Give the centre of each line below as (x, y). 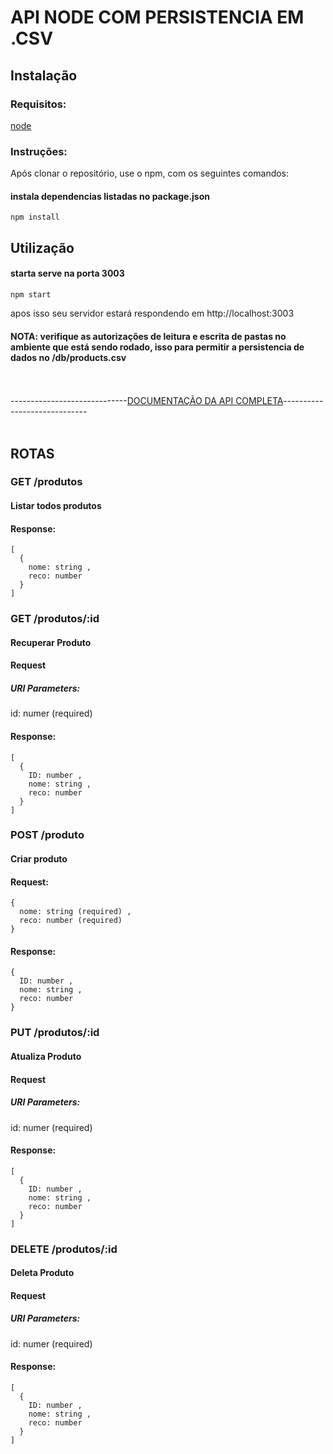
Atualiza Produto (46, 1056)
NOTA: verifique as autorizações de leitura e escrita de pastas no (148, 336)
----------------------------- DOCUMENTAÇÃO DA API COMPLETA (147, 401)
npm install (35, 217)
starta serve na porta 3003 (67, 273)
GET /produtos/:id (55, 619)
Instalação (44, 75)
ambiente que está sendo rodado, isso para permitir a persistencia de (157, 347)
